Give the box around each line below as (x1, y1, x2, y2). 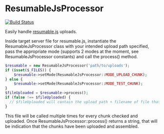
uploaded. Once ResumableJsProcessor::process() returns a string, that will (5, 118, 158, 124)
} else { (5, 77, 23, 82)
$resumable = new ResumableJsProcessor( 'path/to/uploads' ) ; (5, 63, 130, 68)
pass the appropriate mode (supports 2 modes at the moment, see (5, 48, 139, 54)
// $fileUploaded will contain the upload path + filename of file (9, 99, 150, 104)
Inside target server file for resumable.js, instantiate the (5, 38, 116, 44)
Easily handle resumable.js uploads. (5, 28, 77, 34)
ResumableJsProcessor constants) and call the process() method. (5, 53, 138, 59)
